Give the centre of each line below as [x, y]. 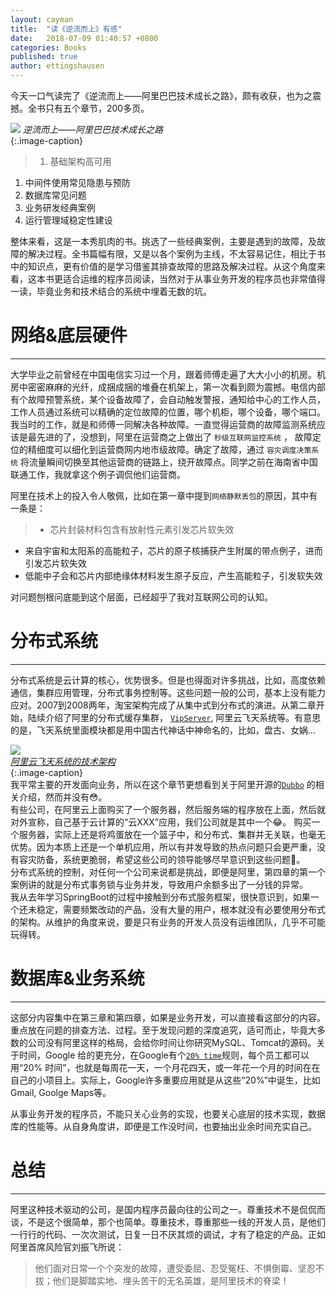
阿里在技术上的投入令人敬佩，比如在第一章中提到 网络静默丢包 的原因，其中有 [164, 495]
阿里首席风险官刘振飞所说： [67, 1247]
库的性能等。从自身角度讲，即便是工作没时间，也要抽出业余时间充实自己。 [163, 1126]
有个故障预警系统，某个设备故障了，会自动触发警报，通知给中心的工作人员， [168, 399]
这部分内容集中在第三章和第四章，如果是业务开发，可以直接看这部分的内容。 [168, 1017]
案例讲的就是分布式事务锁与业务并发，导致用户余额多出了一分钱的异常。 [159, 884]
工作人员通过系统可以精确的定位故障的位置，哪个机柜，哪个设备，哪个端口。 [168, 412]
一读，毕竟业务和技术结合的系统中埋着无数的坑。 [111, 291]
